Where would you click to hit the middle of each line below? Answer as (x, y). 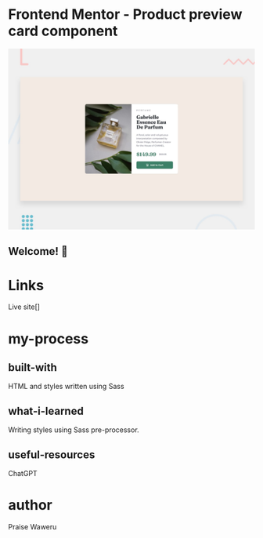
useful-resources (52, 454)
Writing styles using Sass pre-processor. (74, 430)
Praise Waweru (32, 526)
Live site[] (24, 307)
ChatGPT (23, 474)
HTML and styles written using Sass (66, 387)
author (31, 505)
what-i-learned (46, 411)
